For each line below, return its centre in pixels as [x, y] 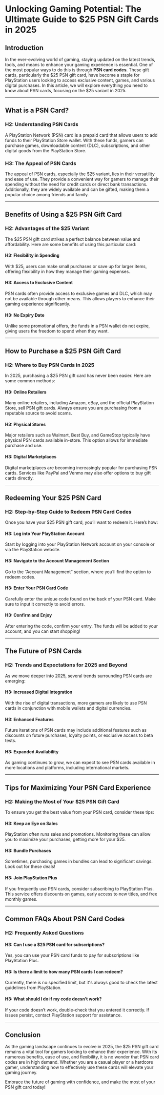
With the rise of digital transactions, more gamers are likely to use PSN [76, 703]
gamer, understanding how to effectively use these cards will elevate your [79, 1067]
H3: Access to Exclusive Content [39, 283]
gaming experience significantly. [38, 304]
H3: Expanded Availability [32, 752]
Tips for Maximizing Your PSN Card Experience [78, 788]
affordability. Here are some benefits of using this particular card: [71, 244]
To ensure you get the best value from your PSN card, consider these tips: [80, 812]
